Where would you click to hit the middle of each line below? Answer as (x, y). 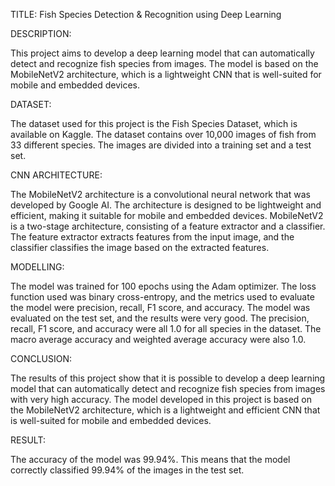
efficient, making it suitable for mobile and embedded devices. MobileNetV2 (167, 215)
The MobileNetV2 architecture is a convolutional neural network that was (160, 194)
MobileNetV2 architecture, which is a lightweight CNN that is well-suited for (166, 74)
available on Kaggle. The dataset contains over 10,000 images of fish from (163, 134)
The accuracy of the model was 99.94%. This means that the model (150, 459)
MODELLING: (37, 267)
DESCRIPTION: (41, 33)
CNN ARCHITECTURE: (56, 175)
